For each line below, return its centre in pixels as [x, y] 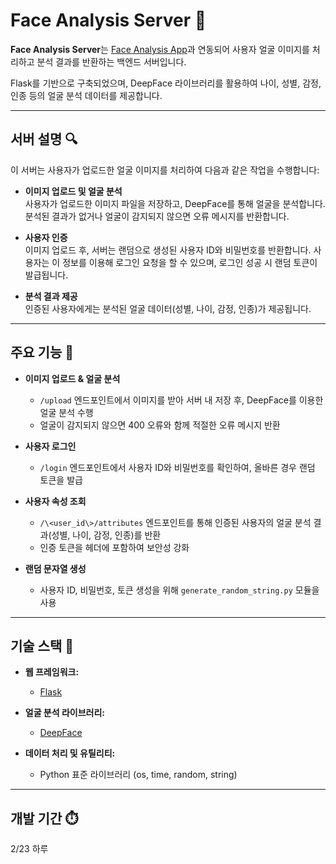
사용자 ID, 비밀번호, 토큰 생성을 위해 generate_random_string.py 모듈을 [179, 590]
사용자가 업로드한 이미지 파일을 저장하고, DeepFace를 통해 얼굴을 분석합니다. [175, 203]
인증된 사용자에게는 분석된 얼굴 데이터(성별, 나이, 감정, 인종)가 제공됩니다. [168, 308]
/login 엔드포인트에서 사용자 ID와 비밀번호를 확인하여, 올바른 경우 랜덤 [177, 467]
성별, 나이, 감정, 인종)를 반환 [106, 535]
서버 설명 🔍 [44, 139]
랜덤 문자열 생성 [55, 568]
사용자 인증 [46, 237]
